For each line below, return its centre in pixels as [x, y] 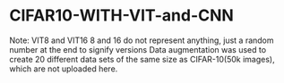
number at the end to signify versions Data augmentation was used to [138, 49]
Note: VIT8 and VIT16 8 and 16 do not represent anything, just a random [142, 40]
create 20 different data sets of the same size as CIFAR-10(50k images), [142, 59]
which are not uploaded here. [64, 69]
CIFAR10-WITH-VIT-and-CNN [122, 16]
